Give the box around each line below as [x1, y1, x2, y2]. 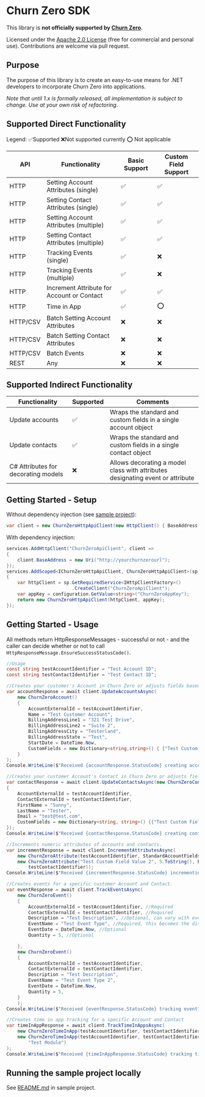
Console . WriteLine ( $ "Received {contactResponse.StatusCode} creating [6, 830, 187, 836]
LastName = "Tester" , [17, 808, 72, 814]
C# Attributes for [9, 463, 57, 471]
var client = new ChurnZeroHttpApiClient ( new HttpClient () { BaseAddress [6, 522, 198, 529]
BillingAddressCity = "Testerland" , [28, 729, 121, 735]
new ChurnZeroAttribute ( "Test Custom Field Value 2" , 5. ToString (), [17, 858, 195, 865]
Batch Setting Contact [46, 331, 110, 340]
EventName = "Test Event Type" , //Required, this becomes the [28, 921, 190, 927]
